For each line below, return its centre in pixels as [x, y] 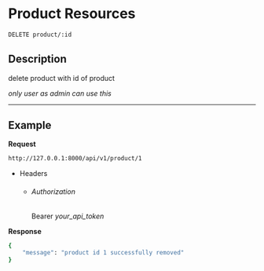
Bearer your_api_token [68, 216]
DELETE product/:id [40, 35]
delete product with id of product [62, 78]
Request [22, 144]
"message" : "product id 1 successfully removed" [103, 253]
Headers [33, 174]
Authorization [53, 191]
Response [25, 231]
